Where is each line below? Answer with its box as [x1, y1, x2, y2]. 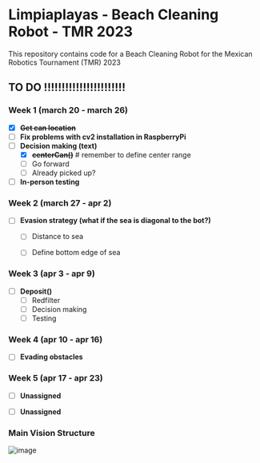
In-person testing [19, 178, 80, 186]
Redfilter [31, 295, 61, 305]
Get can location [19, 122, 76, 133]
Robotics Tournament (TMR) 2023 [8, 58, 122, 67]
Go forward [31, 158, 70, 169]
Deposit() [19, 286, 52, 296]
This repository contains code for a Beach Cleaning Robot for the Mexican [8, 49, 254, 58]
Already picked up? [31, 168, 96, 178]
